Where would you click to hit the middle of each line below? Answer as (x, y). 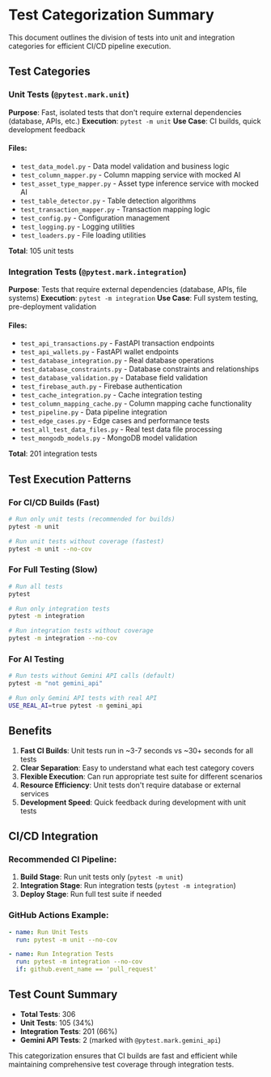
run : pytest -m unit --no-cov (66, 940)
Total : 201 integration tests (53, 454)
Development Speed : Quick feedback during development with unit (133, 802)
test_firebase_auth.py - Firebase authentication (101, 386)
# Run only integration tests (59, 609)
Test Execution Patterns (70, 479)
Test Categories (49, 72)
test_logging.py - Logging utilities (77, 226)
